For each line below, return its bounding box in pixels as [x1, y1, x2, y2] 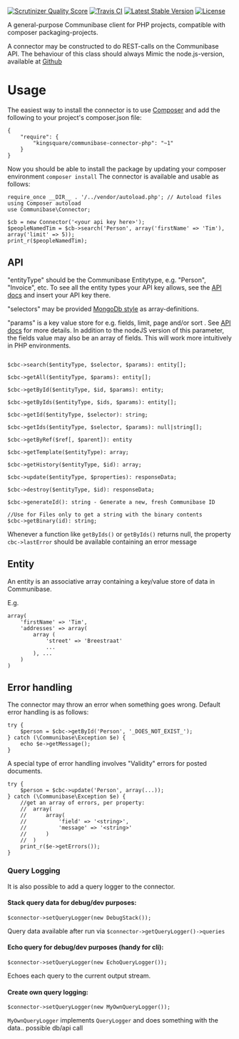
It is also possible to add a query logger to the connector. [7, 882, 176, 891]
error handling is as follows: [7, 708, 89, 716]
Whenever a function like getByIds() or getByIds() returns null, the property [7, 529, 231, 538]
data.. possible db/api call [7, 1024, 83, 1033]
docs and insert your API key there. [7, 290, 111, 299]
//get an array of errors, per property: [20, 799, 145, 806]
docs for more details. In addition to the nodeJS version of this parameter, [7, 325, 225, 335]
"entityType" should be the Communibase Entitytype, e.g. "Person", [7, 275, 207, 284]
